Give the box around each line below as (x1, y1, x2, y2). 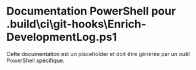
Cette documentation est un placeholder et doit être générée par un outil (6, 50, 190, 57)
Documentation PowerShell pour (6, 4, 176, 18)
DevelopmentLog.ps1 (6, 30, 117, 44)
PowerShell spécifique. (6, 57, 65, 64)
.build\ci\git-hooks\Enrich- (6, 17, 146, 31)
